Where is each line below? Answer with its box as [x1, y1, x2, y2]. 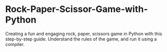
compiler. [5, 41, 25, 47]
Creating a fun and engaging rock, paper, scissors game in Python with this [5, 30, 162, 36]
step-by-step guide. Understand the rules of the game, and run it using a [5, 36, 157, 42]
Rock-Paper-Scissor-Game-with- [5, 3, 148, 15]
